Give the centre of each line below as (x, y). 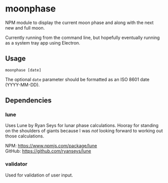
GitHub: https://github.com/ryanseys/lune (48, 151)
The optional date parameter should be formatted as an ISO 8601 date (77, 79)
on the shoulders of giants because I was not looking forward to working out (84, 131)
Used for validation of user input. (39, 175)
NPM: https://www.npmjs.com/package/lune (51, 146)
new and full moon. (25, 27)
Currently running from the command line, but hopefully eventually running (82, 37)
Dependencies (28, 100)
